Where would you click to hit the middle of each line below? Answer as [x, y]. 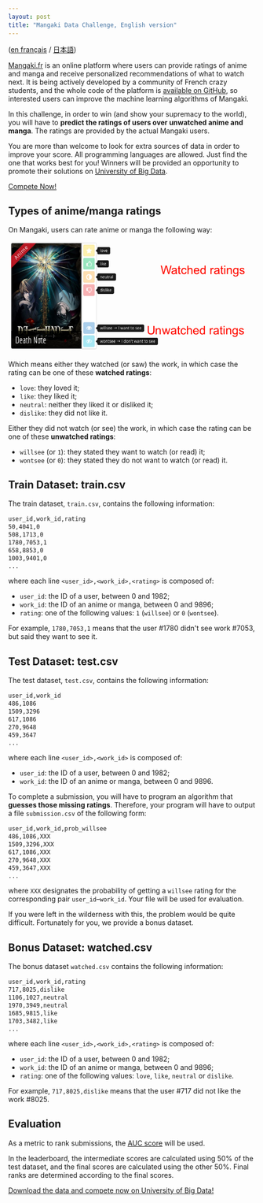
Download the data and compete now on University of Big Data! [111, 1190]
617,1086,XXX [29, 852]
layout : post [29, 17]
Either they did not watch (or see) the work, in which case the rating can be [130, 428]
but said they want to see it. [53, 637]
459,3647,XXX [29, 868]
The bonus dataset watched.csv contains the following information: [116, 967]
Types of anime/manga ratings [85, 211]
